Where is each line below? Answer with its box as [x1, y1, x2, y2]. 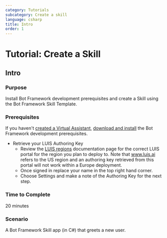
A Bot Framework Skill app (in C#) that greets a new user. [5, 227, 126, 233]
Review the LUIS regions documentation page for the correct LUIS [20, 146, 160, 152]
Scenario [5, 215, 28, 222]
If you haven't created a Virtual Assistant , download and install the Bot [5, 125, 153, 131]
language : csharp [5, 17, 42, 22]
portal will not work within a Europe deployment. [20, 162, 123, 168]
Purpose [5, 84, 27, 91]
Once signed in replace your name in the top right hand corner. [20, 168, 153, 174]
